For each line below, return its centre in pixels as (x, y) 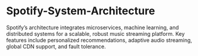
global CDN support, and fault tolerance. (56, 46)
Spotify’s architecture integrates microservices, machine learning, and (93, 27)
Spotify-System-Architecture (81, 11)
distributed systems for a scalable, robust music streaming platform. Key (96, 33)
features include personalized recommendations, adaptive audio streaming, (99, 40)
